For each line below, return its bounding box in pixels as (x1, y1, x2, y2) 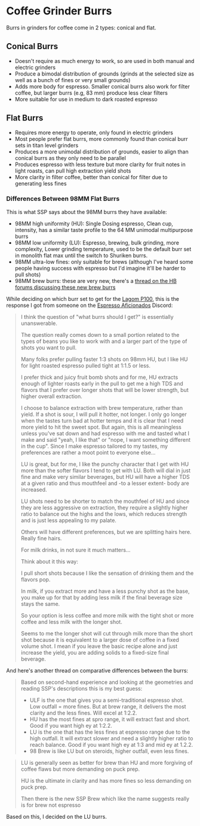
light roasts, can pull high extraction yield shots (14, 167, 131, 174)
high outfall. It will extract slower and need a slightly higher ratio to (29, 734, 193, 741)
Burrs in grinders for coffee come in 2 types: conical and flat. (6, 24, 156, 31)
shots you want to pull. (20, 343, 77, 351)
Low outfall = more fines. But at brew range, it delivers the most (29, 703, 186, 710)
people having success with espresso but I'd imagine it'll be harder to (14, 264, 186, 272)
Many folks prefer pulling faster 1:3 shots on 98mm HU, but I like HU (20, 355, 188, 363)
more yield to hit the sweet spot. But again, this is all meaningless (20, 423, 182, 430)
